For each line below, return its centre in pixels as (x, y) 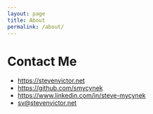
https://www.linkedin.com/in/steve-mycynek (81, 96)
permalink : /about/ (36, 27)
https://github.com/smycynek (60, 88)
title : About (26, 20)
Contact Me (42, 61)
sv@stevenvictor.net (47, 103)
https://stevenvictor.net (51, 80)
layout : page (26, 14)
